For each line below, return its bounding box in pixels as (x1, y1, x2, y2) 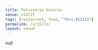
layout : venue (5, 26, 35, 31)
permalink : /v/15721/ (5, 21, 51, 27)
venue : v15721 (5, 12, 35, 17)
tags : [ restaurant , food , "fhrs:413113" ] (5, 17, 94, 22)
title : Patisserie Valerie (5, 7, 62, 13)
